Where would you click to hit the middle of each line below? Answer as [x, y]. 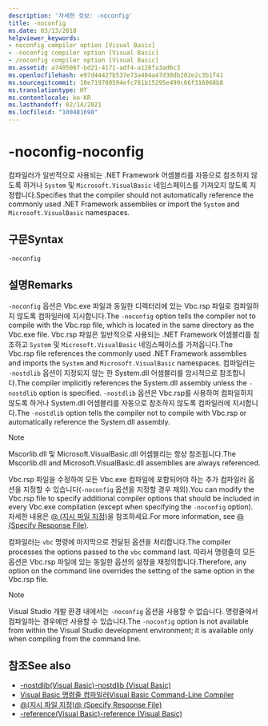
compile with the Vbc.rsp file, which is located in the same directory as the [131, 325]
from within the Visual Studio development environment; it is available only [131, 630]
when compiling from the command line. [75, 638]
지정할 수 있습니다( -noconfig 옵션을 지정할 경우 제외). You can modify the [138, 489]
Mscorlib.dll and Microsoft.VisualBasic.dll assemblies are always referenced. [134, 463]
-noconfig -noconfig [76, 152]
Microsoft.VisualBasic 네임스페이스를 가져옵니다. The [147, 344]
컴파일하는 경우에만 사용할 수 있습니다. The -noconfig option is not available [129, 621]
